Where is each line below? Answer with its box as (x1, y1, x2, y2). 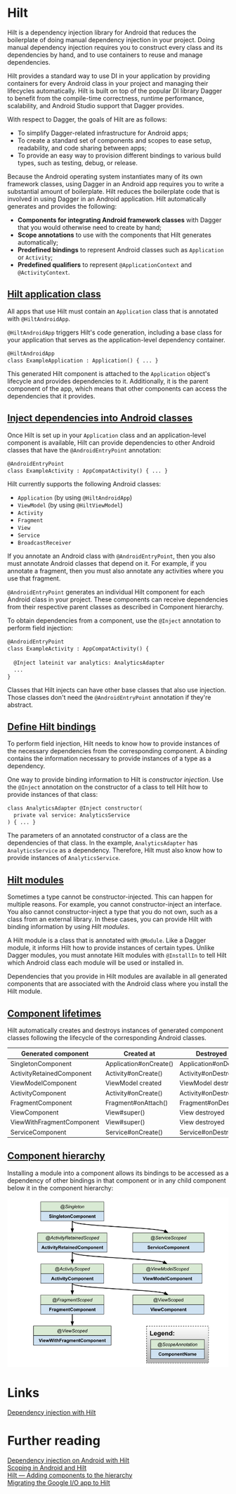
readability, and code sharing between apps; (17, 143, 147, 152)
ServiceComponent (10, 1128, 67, 1136)
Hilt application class (7, 288, 101, 300)
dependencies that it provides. (7, 391, 96, 400)
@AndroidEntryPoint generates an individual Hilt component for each (7, 587, 205, 596)
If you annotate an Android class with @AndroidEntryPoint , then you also (7, 552, 216, 560)
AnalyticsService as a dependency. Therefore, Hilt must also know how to (7, 846, 223, 855)
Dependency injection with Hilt (7, 1408, 96, 1417)
